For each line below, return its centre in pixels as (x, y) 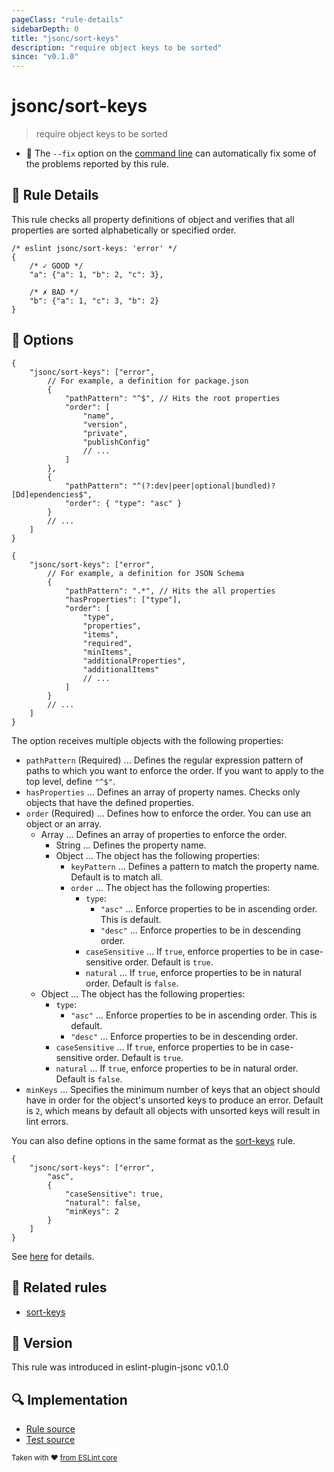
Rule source (50, 1429)
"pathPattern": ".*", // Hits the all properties (170, 591)
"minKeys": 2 (91, 1211)
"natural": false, (103, 1202)
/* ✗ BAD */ (54, 292)
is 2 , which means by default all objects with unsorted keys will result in (173, 1110)
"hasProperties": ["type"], (123, 599)
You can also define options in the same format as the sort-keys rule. (153, 1140)
